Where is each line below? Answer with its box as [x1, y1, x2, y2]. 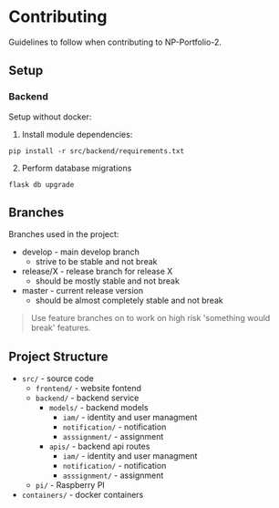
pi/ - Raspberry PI [35, 480, 106, 491]
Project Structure [8, 348, 108, 364]
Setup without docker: [8, 111, 92, 122]
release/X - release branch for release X [21, 266, 173, 277]
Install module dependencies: [21, 129, 133, 140]
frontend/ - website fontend [35, 383, 142, 394]
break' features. [30, 322, 91, 334]
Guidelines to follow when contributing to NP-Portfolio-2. [8, 36, 222, 47]
